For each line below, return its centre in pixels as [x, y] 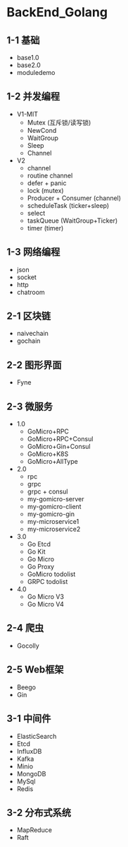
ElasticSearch [37, 736]
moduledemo [36, 72]
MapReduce [34, 830]
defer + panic [47, 183]
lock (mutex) [45, 190]
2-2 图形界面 [34, 365]
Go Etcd [39, 544]
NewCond [42, 130]
